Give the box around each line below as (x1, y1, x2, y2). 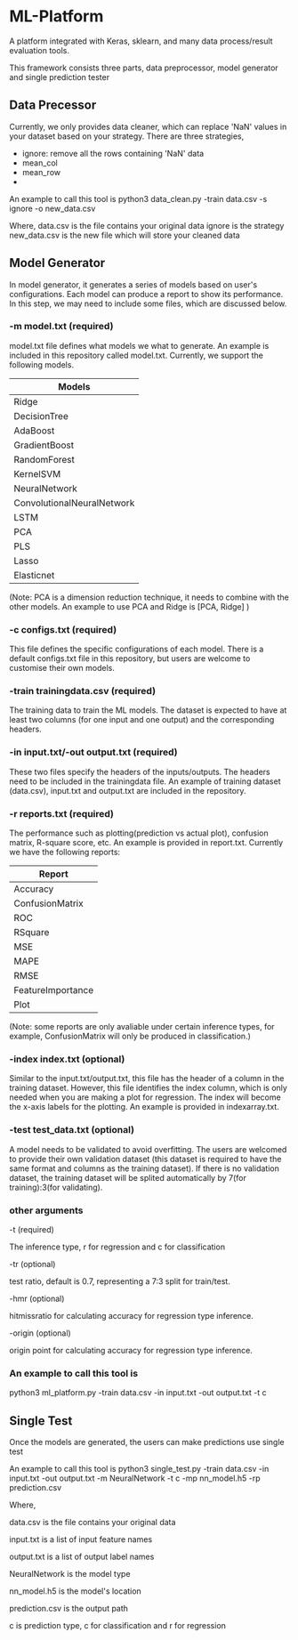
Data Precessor (9, 98, 97, 113)
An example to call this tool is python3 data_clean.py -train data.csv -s (9, 193, 268, 204)
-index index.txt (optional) (9, 1053, 125, 1065)
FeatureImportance (13, 984, 94, 997)
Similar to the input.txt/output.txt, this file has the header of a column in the (9, 1073, 285, 1084)
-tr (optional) (9, 1258, 56, 1269)
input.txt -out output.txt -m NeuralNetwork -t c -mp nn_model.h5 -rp (9, 1473, 261, 1483)
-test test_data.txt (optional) (9, 1124, 135, 1136)
